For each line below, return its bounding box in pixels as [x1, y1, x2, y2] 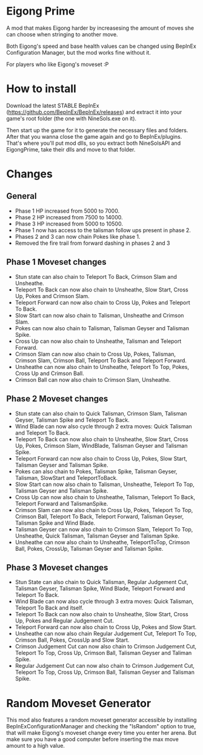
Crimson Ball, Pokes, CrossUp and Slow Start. [15, 636, 130, 644]
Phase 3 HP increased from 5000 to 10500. [15, 220, 123, 227]
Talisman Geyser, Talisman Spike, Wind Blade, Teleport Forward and [15, 585, 185, 592]
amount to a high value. [6, 742, 65, 750]
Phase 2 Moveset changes [6, 394, 108, 404]
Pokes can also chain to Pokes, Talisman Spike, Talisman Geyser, [15, 468, 178, 475]
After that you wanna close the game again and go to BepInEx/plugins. [6, 133, 182, 140]
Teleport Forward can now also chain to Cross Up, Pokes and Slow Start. [15, 624, 197, 631]
